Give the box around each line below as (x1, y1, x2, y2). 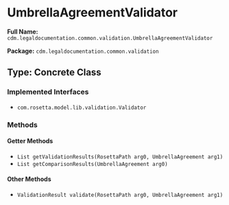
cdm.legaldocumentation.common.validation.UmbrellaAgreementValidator (7, 34, 213, 42)
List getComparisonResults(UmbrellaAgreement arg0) (16, 160, 168, 167)
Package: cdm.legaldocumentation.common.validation (7, 47, 159, 55)
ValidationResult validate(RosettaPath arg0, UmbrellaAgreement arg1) (16, 191, 224, 198)
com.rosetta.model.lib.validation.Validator (16, 104, 147, 111)
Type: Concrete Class (7, 67, 101, 78)
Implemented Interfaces (7, 87, 89, 97)
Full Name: (7, 27, 38, 36)
